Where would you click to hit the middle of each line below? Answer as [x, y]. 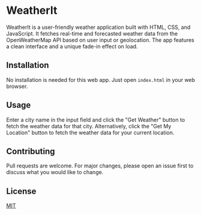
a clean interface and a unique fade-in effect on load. [72, 46]
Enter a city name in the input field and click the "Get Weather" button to [96, 120]
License [21, 191]
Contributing [31, 151]
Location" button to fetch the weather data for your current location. [90, 132]
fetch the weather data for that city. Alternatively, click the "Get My [89, 126]
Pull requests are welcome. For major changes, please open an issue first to [100, 166]
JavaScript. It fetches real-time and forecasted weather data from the [92, 33]
